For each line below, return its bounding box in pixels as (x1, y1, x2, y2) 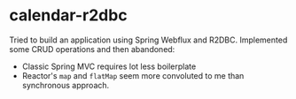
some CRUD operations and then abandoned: (9, 43, 175, 54)
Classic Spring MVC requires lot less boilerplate (21, 61, 197, 72)
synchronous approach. (21, 80, 110, 90)
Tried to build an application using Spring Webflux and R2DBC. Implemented (9, 34, 288, 45)
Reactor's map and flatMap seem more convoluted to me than (21, 70, 245, 80)
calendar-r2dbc (9, 5, 128, 26)
